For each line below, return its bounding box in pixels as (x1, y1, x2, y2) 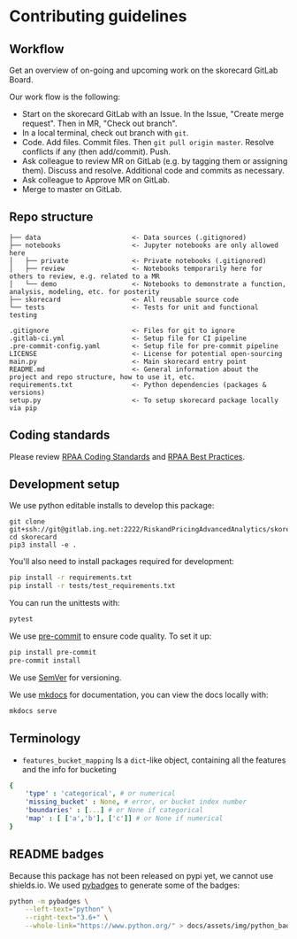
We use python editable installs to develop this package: (9, 501, 215, 511)
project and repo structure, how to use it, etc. (9, 372, 196, 382)
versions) (9, 388, 46, 397)
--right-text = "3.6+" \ (25, 913, 109, 922)
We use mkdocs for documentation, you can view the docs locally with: (9, 689, 269, 700)
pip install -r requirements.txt (9, 573, 133, 582)
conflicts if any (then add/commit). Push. (21, 146, 171, 157)
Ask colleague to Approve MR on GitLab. (21, 175, 171, 185)
